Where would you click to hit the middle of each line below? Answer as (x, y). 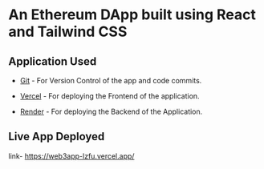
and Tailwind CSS (68, 32)
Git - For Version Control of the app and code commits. (111, 80)
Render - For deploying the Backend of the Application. (111, 111)
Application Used (53, 61)
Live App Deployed (57, 137)
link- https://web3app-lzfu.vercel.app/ (71, 156)
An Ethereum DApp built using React (132, 15)
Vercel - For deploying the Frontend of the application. (110, 96)
